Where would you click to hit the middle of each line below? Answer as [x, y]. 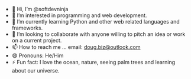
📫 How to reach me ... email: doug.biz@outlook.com [76, 47]
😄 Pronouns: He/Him [38, 55]
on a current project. [37, 40]
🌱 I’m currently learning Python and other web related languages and [96, 22]
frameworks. [27, 28]
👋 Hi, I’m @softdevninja [40, 9]
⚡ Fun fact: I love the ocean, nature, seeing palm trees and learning [93, 62]
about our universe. [35, 70]
